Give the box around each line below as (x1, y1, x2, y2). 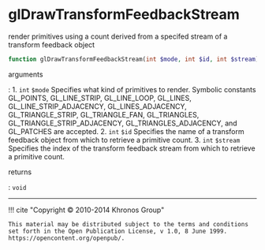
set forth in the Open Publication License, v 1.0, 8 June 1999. (8, 227, 227, 235)
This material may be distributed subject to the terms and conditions (8, 220, 248, 228)
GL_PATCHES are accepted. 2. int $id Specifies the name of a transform (8, 126, 244, 136)
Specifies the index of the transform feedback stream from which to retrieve (8, 144, 256, 153)
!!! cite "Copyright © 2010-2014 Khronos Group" (8, 205, 165, 215)
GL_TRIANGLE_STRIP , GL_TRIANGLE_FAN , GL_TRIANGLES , (8, 110, 200, 119)
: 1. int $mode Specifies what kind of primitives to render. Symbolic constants (8, 84, 256, 94)
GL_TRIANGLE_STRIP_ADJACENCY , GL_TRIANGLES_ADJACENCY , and (8, 118, 238, 128)
